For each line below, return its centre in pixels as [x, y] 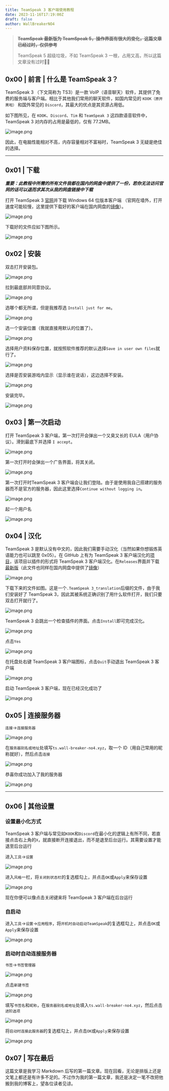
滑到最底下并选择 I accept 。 [45, 442]
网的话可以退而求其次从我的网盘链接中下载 [49, 189]
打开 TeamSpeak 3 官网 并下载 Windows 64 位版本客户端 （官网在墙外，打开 [84, 200]
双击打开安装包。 [23, 267]
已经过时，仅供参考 [37, 45]
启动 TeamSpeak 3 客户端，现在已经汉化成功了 [54, 688]
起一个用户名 [18, 509]
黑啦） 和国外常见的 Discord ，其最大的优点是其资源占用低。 [66, 105]
